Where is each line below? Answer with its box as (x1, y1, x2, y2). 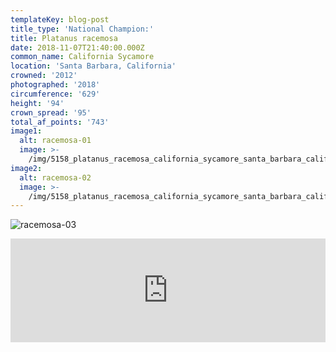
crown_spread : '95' (10, 107, 92, 118)
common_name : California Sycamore (10, 52, 155, 62)
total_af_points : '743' (10, 117, 110, 127)
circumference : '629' (10, 89, 101, 99)
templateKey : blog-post (10, 14, 110, 25)
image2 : (10, 163, 43, 173)
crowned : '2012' (10, 71, 78, 81)
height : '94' (10, 98, 65, 108)
